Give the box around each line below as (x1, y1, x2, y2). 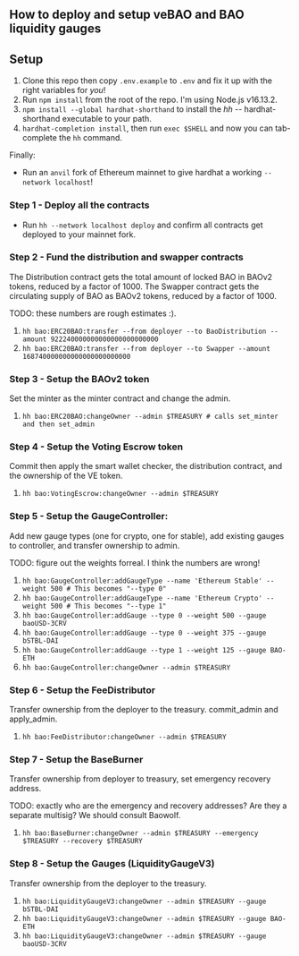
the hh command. (59, 132, 123, 143)
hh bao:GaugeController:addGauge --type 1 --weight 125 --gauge (21, 645, 267, 654)
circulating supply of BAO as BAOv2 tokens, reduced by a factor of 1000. (9, 290, 277, 301)
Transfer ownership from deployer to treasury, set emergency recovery (9, 773, 271, 784)
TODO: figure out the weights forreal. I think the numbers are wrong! (9, 557, 261, 568)
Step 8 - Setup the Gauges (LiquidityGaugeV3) (9, 858, 215, 870)
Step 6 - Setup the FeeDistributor (9, 684, 156, 696)
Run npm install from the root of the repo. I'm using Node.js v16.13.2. (21, 94, 278, 106)
